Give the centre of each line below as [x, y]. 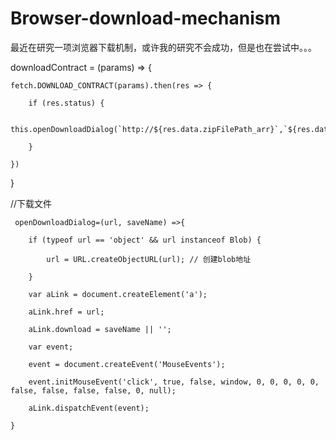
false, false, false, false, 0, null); [93, 390]
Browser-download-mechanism [146, 18]
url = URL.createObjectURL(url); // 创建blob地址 [149, 259]
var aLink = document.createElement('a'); [118, 294]
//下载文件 [31, 203]
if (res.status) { [66, 103]
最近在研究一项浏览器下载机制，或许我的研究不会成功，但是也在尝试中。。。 [163, 47]
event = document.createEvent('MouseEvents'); [127, 364]
